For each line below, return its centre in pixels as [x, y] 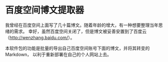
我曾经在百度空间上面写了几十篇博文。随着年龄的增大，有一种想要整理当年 [82, 25]
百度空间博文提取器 [45, 10]
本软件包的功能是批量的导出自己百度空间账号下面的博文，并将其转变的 [77, 48]
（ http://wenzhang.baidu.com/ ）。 [40, 37]
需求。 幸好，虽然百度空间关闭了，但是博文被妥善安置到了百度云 [80, 31]
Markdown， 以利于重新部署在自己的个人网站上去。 [58, 54]
